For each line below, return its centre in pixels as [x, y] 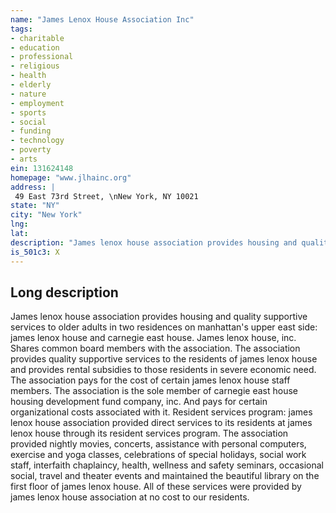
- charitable [37, 38]
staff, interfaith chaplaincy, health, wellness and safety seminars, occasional [167, 465]
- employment [37, 103]
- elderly [31, 85]
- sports [28, 112]
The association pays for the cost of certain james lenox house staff [150, 380]
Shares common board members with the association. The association [155, 348]
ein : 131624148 [42, 168]
